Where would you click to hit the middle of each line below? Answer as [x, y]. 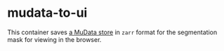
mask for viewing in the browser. [54, 39]
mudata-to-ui [47, 13]
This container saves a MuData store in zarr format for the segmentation [112, 32]
